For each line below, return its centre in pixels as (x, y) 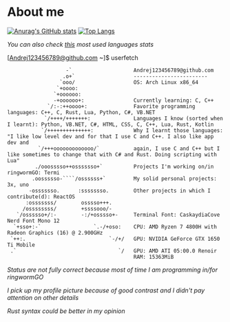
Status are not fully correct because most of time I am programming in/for (113, 270)
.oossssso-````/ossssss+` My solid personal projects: (124, 179)
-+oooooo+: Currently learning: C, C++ (134, 100)
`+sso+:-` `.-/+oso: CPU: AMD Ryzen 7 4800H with (115, 227)
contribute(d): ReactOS (41, 197)
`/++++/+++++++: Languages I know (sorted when (134, 118)
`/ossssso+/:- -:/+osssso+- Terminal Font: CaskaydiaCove (118, 215)
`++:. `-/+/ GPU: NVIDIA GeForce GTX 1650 (115, 239)
